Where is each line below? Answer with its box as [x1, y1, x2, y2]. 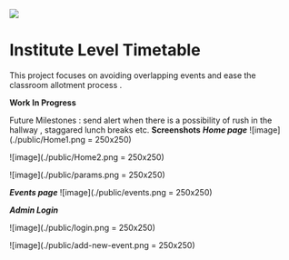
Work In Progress [9, 96, 76, 108]
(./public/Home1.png [9, 134, 86, 145]
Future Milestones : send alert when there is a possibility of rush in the [9, 115, 273, 125]
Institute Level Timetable [9, 40, 202, 61]
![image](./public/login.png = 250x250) [9, 222, 156, 233]
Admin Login [9, 205, 59, 215]
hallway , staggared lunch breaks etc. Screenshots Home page [9, 124, 248, 135]
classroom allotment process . [9, 79, 123, 90]
